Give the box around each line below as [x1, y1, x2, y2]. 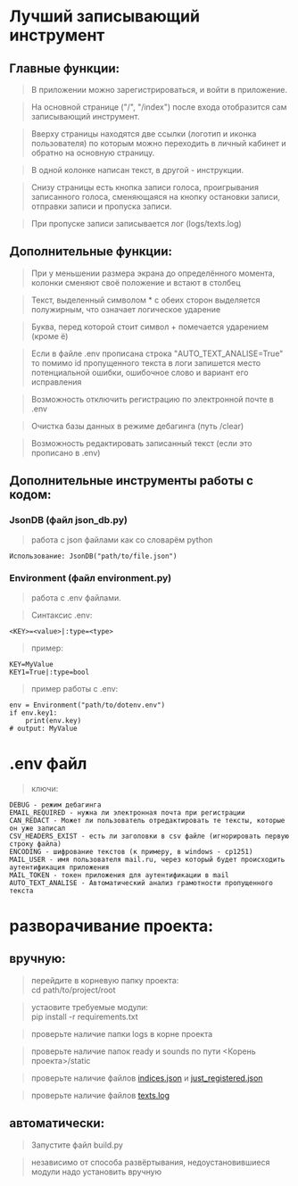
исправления [30, 377, 82, 387]
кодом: [9, 487, 52, 502]
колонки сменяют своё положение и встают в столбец [30, 277, 241, 287]
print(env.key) [25, 716, 82, 725]
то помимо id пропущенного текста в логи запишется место [30, 357, 261, 368]
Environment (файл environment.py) [9, 572, 172, 585]
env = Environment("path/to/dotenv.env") [9, 701, 166, 709]
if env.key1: [9, 708, 58, 717]
